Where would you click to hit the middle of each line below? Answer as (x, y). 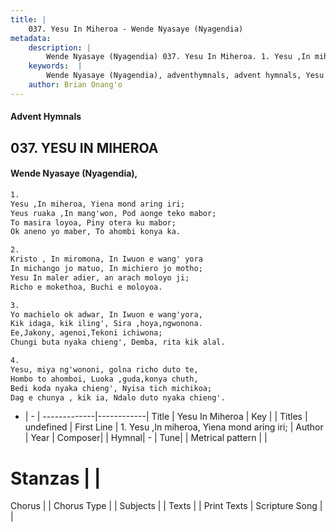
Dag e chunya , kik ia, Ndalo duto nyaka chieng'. (118, 397)
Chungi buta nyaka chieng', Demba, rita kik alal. (118, 342)
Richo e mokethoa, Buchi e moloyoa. (86, 287)
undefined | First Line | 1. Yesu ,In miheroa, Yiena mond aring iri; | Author (174, 427)
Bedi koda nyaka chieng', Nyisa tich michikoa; (111, 388)
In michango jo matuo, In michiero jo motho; (106, 269)
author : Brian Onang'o (75, 85)
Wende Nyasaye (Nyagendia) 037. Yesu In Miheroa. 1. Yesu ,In (178, 57)
